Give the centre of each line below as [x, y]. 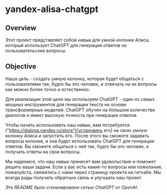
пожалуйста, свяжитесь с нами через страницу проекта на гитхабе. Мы [83, 172]
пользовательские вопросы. [36, 51]
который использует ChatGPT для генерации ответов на [66, 45]
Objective [21, 67]
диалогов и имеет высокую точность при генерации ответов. [71, 115]
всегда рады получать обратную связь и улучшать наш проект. [74, 177]
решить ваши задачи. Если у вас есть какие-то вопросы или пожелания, [84, 167]
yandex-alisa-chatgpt [52, 9]
